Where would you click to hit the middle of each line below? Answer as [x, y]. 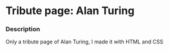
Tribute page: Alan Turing [70, 11]
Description [23, 29]
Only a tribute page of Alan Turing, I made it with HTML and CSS [84, 42]
